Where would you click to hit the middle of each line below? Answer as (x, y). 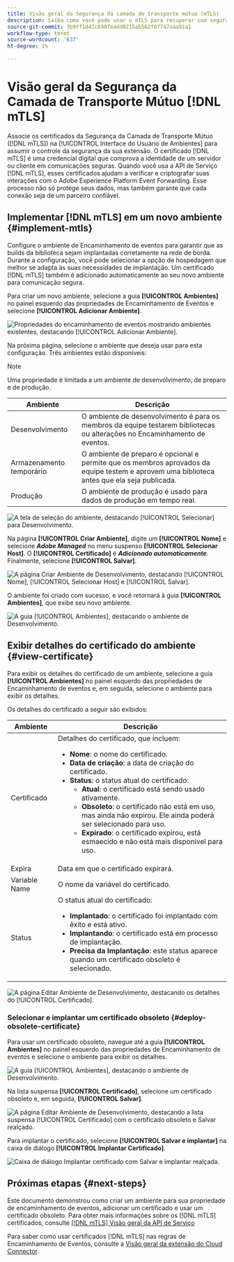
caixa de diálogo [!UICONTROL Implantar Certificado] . (86, 1148)
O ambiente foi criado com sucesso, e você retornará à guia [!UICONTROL (114, 595)
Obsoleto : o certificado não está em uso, (148, 806)
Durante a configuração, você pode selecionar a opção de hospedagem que (117, 260)
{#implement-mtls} (50, 228)
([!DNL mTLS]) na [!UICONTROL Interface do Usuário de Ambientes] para (112, 143)
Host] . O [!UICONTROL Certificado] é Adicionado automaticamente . (108, 553)
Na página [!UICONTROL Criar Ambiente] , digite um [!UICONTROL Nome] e (117, 538)
